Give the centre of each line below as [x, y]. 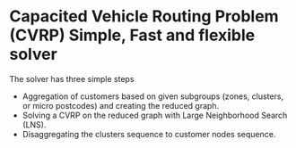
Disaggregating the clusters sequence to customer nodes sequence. [149, 134]
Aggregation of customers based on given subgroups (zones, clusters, [153, 96]
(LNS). [34, 124]
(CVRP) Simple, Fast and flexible [132, 35]
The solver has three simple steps [72, 78]
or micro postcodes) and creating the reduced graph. [121, 105]
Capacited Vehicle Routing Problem [144, 16]
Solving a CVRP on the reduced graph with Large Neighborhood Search [155, 115]
